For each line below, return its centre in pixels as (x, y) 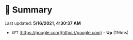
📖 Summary (28, 10)
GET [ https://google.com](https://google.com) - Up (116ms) (70, 32)
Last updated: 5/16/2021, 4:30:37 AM (43, 23)
